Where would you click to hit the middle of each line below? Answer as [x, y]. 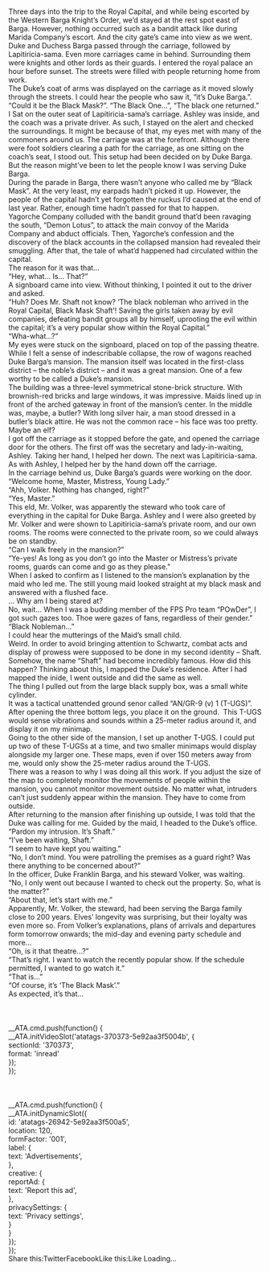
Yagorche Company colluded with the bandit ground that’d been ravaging [130, 216]
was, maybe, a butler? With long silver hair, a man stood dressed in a [122, 413]
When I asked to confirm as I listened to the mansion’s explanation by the [129, 575]
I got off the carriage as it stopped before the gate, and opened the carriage [134, 439]
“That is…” [26, 977]
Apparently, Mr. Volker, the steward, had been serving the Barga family [125, 908]
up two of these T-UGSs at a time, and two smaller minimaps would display [133, 746]
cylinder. [22, 695]
